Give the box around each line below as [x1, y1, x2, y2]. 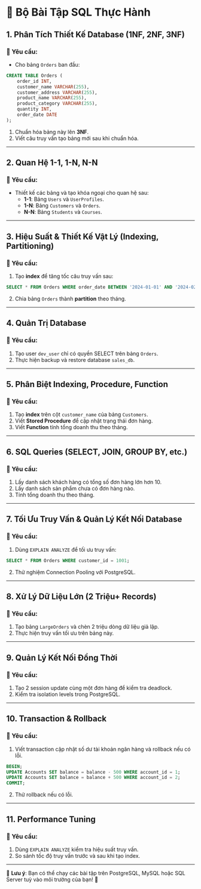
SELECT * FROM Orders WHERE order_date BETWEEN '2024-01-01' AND [6, 284, 172, 290]
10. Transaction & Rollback [6, 713, 106, 724]
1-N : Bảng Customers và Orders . [23, 202, 100, 209]
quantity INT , [17, 106, 52, 112]
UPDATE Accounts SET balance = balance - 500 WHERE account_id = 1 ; [6, 769, 181, 775]
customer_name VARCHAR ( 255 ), [17, 84, 90, 90]
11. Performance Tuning [6, 814, 96, 824]
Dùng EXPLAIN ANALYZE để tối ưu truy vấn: [14, 546, 117, 553]
